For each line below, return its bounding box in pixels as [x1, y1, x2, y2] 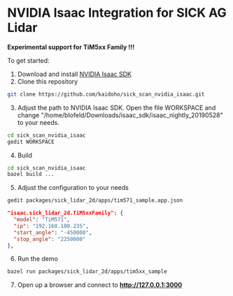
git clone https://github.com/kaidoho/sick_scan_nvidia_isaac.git [7, 91, 205, 98]
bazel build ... [7, 171, 55, 178]
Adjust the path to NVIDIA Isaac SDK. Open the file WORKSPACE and [17, 103, 216, 112]
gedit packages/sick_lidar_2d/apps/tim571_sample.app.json [7, 197, 183, 204]
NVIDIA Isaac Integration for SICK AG [7, 5, 227, 21]
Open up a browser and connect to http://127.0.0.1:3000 [17, 281, 183, 289]
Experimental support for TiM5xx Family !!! [7, 43, 135, 51]
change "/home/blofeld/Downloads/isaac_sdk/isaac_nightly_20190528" [17, 110, 223, 119]
